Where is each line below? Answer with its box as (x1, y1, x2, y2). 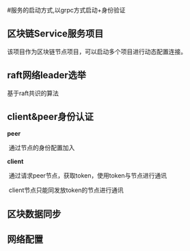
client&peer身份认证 (7, 111, 94, 123)
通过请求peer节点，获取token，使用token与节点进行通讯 (8, 171, 167, 180)
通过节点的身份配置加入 (8, 143, 75, 152)
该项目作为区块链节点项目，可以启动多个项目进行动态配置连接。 (7, 47, 187, 56)
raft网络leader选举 (7, 69, 87, 81)
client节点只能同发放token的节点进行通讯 (8, 186, 124, 194)
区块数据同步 (7, 208, 62, 219)
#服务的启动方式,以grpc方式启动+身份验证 (7, 6, 126, 14)
